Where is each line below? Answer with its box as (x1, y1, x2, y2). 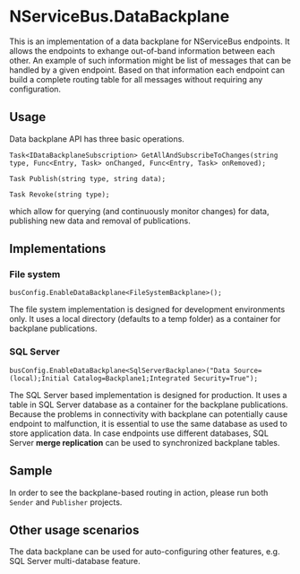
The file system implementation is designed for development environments (9, 304, 286, 315)
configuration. (9, 83, 61, 94)
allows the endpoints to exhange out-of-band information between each (9, 45, 276, 56)
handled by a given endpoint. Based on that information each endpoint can (9, 65, 285, 75)
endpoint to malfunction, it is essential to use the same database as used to (9, 418, 288, 429)
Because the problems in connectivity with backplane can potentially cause (9, 408, 288, 419)
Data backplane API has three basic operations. (9, 133, 185, 144)
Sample (9, 464, 53, 479)
